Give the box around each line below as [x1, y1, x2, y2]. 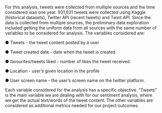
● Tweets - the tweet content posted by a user [5, 40, 99, 45]
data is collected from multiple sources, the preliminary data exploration [5, 20, 149, 25]
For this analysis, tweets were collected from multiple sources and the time [5, 4, 155, 10]
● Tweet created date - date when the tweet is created [5, 49, 116, 55]
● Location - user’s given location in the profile [5, 68, 100, 74]
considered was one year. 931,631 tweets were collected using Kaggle [5, 9, 146, 15]
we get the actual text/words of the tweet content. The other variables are [5, 97, 153, 103]
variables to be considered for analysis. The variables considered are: [5, 30, 145, 36]
